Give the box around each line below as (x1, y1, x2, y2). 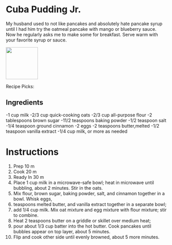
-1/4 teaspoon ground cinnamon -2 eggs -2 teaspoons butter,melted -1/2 (6, 122, 160, 129)
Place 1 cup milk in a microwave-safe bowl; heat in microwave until (13, 179, 154, 186)
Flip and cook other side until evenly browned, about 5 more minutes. (13, 234, 160, 240)
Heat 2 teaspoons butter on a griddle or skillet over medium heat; (13, 217, 151, 223)
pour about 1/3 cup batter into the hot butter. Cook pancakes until (13, 223, 152, 229)
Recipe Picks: (6, 83, 35, 89)
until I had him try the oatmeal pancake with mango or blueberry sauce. (6, 26, 157, 32)
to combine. (13, 212, 39, 218)
